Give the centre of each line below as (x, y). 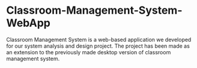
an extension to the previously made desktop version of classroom (89, 52)
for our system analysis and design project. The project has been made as (98, 46)
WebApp (29, 23)
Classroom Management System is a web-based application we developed (99, 39)
